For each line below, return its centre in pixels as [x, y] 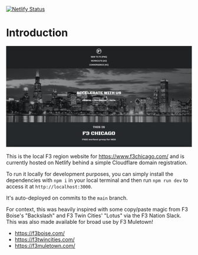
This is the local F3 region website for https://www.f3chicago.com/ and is [95, 156]
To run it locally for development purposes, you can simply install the [90, 174]
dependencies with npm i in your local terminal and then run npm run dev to [97, 180]
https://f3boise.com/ [39, 233]
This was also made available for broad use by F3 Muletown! [80, 221]
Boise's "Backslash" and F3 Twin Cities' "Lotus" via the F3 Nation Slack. [94, 216]
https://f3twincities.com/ [44, 239]
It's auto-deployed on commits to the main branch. [67, 198]
